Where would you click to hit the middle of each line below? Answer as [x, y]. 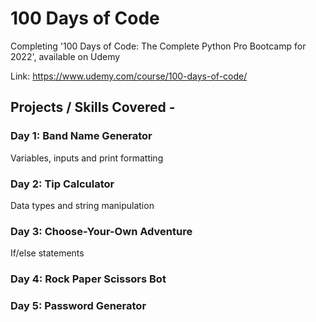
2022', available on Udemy [65, 56]
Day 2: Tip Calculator [62, 184]
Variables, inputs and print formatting [87, 158]
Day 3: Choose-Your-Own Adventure [101, 231]
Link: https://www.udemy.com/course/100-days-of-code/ [129, 76]
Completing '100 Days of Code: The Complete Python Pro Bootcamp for [158, 46]
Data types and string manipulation [82, 205]
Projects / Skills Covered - [93, 107]
